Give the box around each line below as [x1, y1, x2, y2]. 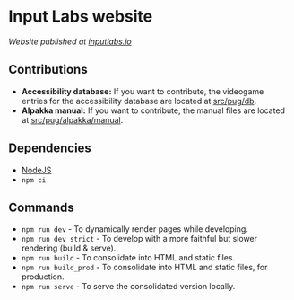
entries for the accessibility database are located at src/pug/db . [21, 95, 257, 106]
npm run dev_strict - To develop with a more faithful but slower [21, 234, 257, 244]
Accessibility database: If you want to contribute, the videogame [21, 85, 264, 96]
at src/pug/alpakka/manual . [21, 114, 124, 125]
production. [21, 271, 65, 282]
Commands [8, 199, 75, 215]
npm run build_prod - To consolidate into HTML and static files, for [21, 262, 268, 273]
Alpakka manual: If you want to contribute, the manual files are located [21, 105, 286, 116]
